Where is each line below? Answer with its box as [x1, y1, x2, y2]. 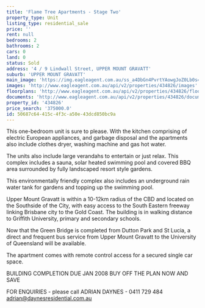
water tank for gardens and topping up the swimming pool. [6, 184, 154, 191]
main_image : [6, 77, 37, 83]
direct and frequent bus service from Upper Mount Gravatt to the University [6, 233, 196, 241]
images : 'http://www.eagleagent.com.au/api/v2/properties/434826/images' [6, 83, 198, 89]
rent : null [6, 32, 34, 38]
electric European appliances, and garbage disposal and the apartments [6, 134, 188, 141]
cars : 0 [6, 49, 26, 55]
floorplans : [6, 88, 37, 95]
